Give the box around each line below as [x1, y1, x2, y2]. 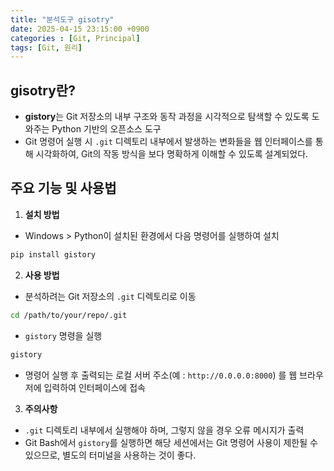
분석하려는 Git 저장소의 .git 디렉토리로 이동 [24, 290, 197, 302]
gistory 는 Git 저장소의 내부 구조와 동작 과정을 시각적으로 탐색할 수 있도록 [24, 111, 310, 123]
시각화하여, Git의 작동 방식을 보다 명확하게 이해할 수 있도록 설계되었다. [35, 148, 309, 160]
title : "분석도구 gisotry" [10, 14, 115, 25]
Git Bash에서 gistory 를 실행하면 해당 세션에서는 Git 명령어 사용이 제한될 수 [24, 436, 318, 448]
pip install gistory [10, 249, 97, 260]
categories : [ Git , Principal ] [10, 33, 141, 43]
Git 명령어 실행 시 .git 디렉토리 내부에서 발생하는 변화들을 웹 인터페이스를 [24, 136, 313, 148]
